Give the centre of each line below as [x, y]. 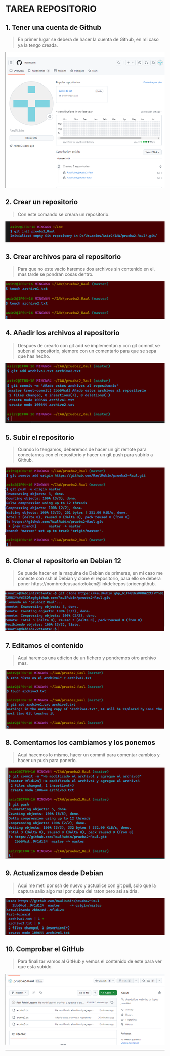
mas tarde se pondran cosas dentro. [55, 274]
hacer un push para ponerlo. [47, 760]
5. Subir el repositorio [40, 437]
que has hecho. [34, 356]
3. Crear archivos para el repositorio [63, 257]
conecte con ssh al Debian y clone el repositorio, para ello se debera [89, 578]
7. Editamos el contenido [45, 646]
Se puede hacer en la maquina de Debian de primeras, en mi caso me [90, 573]
